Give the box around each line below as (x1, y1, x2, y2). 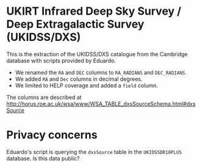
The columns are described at (6, 93, 82, 101)
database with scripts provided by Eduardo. (6, 57, 116, 64)
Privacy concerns (6, 128, 98, 142)
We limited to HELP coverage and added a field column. (15, 81, 159, 89)
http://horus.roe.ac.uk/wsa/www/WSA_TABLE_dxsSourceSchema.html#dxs (6, 100, 196, 108)
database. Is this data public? (6, 155, 80, 162)
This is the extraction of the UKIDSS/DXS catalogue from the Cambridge (6, 50, 188, 57)
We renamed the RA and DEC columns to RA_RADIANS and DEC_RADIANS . (15, 68, 187, 76)
